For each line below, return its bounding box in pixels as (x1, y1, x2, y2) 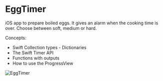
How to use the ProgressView (12, 60, 73, 66)
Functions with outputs (12, 55, 60, 61)
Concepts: (5, 35, 26, 41)
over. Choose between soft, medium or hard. (5, 25, 97, 31)
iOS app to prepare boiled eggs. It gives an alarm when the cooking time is (5, 20, 159, 26)
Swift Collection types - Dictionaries (12, 44, 87, 50)
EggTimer (5, 3, 46, 15)
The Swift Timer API (12, 50, 54, 56)
